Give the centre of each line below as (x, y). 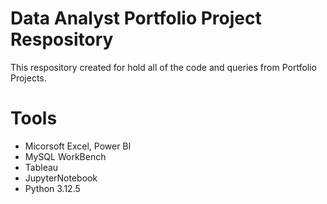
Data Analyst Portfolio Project (136, 18)
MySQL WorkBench (65, 156)
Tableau (41, 167)
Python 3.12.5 (52, 188)
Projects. (28, 78)
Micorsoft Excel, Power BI (78, 146)
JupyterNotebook (61, 178)
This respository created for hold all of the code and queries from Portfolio (163, 67)
